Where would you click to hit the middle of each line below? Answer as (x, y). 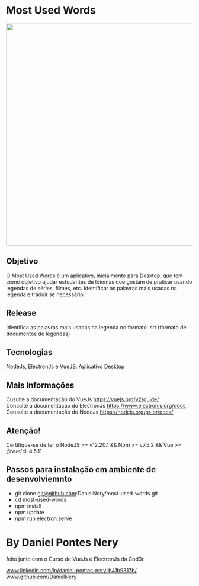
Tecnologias (29, 352)
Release (21, 313)
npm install (28, 506)
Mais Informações (40, 385)
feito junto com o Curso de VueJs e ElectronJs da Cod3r (75, 559)
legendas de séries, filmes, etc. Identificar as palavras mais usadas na (92, 288)
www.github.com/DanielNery (41, 577)
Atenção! (23, 430)
